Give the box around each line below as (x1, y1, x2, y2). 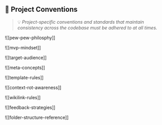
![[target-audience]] (5, 55, 47, 61)
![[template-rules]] (5, 74, 44, 80)
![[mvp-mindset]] (5, 44, 42, 50)
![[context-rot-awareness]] (5, 84, 62, 91)
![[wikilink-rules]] (5, 94, 41, 100)
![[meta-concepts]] (5, 64, 46, 70)
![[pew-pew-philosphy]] (5, 34, 56, 41)
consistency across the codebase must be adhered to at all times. (17, 24, 157, 31)
